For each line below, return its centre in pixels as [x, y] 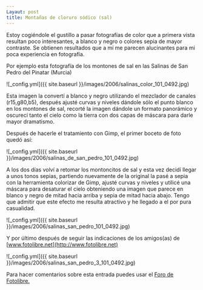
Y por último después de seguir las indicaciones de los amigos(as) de [93, 238]
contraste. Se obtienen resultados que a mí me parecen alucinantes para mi [101, 48]
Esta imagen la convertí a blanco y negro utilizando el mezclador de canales [101, 96]
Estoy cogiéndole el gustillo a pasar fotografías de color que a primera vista [101, 35]
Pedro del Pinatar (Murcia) [39, 72]
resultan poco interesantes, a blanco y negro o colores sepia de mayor [95, 41]
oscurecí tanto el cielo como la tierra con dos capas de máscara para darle [100, 115]
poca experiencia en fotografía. [45, 54]
